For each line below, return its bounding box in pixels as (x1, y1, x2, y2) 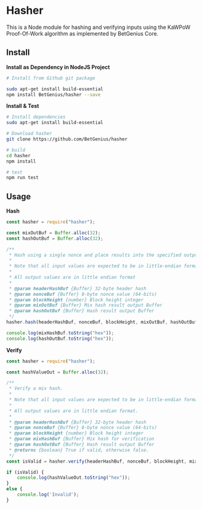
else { (6, 486, 23, 492)
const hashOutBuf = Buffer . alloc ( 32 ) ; (6, 236, 103, 242)
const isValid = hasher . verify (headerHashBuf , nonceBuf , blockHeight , (6, 458, 187, 464)
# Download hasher (6, 131, 52, 137)
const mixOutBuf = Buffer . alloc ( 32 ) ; (6, 230, 101, 236)
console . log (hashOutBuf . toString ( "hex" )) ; (6, 336, 114, 342)
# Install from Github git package (6, 75, 96, 81)
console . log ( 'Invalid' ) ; (17, 492, 79, 498)
